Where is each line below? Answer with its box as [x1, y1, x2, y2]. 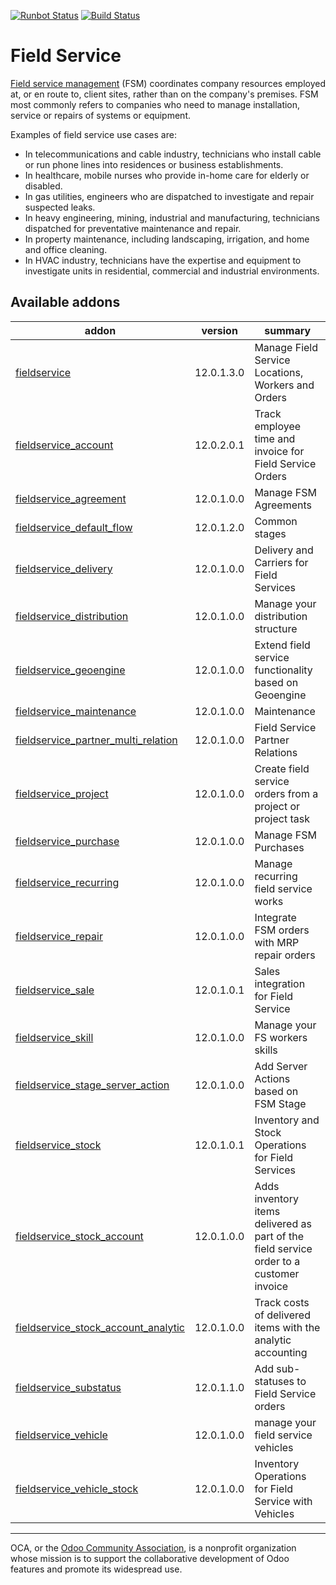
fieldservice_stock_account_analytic [15, 1320, 185, 1334]
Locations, [254, 365, 304, 379]
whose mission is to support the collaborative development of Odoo [10, 1552, 290, 1564]
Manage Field [254, 340, 319, 354]
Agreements [254, 498, 312, 512]
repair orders [254, 948, 316, 962]
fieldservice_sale [15, 983, 95, 997]
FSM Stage [254, 1096, 307, 1110]
